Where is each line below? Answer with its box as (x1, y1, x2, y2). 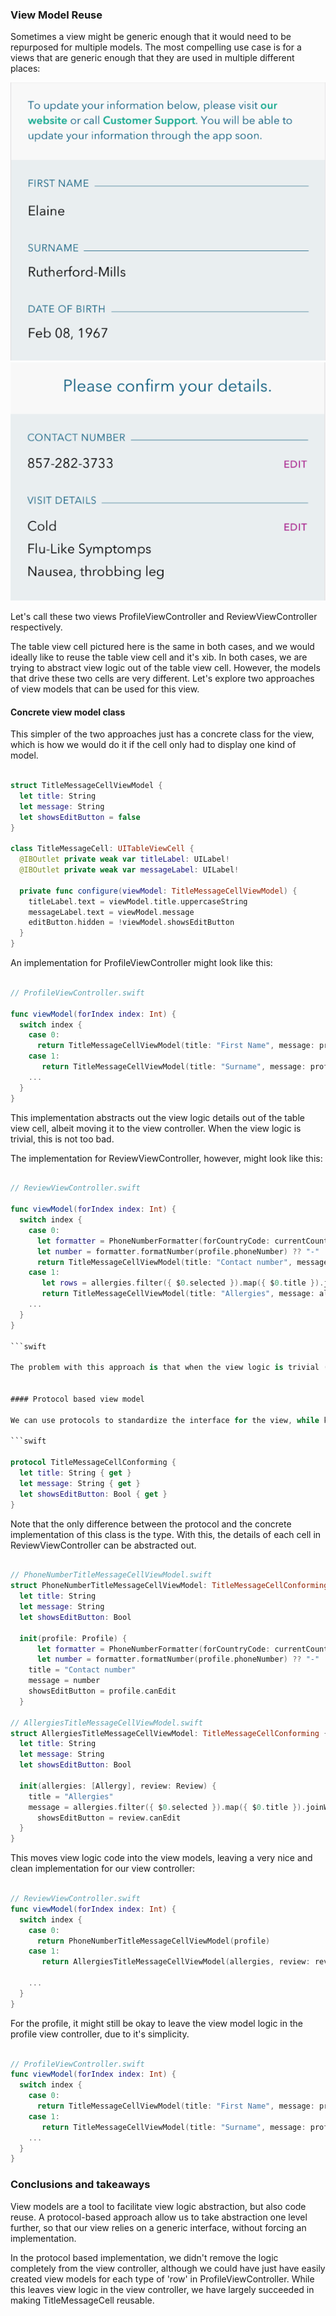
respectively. (10, 621, 63, 633)
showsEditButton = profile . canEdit (28, 1686, 177, 1697)
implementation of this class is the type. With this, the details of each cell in (10, 1528, 322, 1540)
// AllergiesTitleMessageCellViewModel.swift (10, 1718, 203, 1728)
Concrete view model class (10, 706, 126, 718)
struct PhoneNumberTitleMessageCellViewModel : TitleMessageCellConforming (10, 1581, 329, 1591)
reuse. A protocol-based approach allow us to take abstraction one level (10, 2211, 308, 2223)
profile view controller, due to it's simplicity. (10, 2028, 190, 2040)
